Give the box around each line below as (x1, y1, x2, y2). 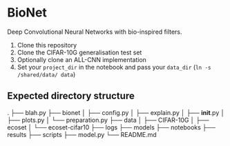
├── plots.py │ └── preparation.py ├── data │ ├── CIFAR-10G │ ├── (7, 116, 209, 124)
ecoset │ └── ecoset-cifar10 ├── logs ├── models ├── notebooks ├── (7, 123, 216, 132)
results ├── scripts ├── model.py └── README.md (7, 130, 157, 138)
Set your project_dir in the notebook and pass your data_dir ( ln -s (17, 63, 211, 71)
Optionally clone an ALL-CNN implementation (17, 55, 147, 63)
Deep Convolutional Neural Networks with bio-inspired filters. (7, 28, 182, 36)
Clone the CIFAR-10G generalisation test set (17, 48, 142, 56)
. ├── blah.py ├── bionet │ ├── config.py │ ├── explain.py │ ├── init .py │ (7, 108, 225, 116)
